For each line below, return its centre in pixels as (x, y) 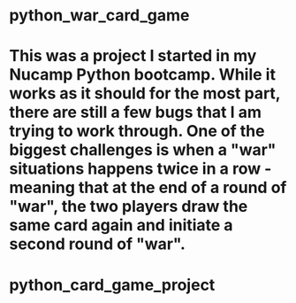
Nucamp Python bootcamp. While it (143, 75)
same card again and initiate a (121, 225)
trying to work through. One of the (137, 132)
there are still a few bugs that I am (136, 113)
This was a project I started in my (133, 56)
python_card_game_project (112, 285)
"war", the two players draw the (129, 207)
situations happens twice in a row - (140, 169)
